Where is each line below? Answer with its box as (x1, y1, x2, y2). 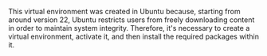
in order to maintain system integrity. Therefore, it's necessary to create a (8, 24, 250, 32)
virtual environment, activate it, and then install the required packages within (8, 32, 260, 41)
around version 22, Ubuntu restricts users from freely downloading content (8, 15, 255, 24)
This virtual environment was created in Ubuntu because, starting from (8, 7, 241, 16)
